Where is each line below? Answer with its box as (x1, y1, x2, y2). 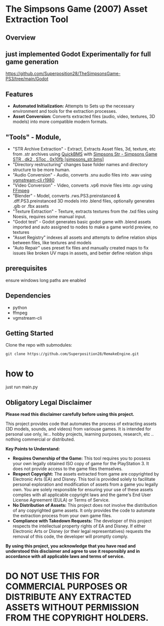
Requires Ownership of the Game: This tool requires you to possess (12, 455, 151, 461)
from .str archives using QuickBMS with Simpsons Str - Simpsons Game (12, 151, 158, 157)
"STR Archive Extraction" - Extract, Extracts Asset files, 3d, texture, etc (12, 146, 156, 152)
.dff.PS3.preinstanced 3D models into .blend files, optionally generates (12, 198, 155, 204)
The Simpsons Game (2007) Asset (5, 3, 148, 15)
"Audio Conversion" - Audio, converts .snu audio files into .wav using (12, 172, 152, 178)
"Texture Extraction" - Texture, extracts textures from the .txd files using (12, 208, 158, 214)
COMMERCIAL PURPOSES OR (5, 581, 127, 592)
